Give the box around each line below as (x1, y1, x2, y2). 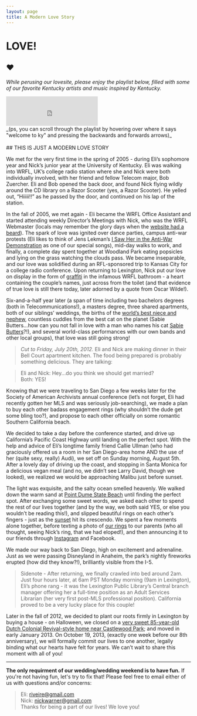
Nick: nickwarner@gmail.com (20, 697, 92, 704)
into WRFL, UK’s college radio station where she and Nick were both (6, 168, 171, 175)
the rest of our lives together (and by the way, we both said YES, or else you (6, 503, 190, 510)
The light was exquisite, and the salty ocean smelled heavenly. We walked (6, 485, 185, 492)
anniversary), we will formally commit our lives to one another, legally (6, 637, 174, 644)
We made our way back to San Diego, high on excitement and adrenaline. (6, 546, 184, 553)
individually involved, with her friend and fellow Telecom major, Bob (6, 174, 169, 181)
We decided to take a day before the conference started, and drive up (6, 429, 175, 436)
